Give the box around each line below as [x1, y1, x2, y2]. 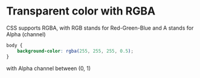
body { [6, 42, 23, 48]
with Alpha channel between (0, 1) [6, 65, 91, 72]
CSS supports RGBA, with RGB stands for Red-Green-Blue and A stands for [6, 24, 194, 31]
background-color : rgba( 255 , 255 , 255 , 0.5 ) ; [17, 48, 134, 54]
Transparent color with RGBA [6, 4, 156, 18]
